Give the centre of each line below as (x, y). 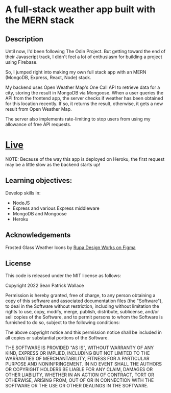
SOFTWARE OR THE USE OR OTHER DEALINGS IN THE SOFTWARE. (77, 386)
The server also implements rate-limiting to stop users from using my (78, 119)
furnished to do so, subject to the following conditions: (63, 323)
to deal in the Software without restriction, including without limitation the (82, 306)
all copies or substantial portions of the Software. (57, 338)
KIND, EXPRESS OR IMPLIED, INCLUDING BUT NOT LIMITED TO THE (78, 353)
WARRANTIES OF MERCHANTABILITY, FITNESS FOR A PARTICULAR (77, 359)
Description (24, 39)
